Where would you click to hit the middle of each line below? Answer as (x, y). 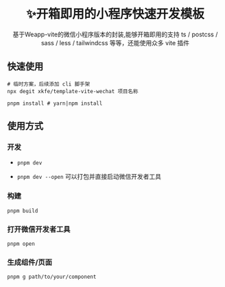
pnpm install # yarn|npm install (55, 103)
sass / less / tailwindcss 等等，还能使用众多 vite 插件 (115, 42)
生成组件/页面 (30, 262)
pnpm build (23, 211)
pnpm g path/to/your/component (52, 277)
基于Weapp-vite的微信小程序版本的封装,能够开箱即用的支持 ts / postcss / (115, 34)
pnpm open (21, 244)
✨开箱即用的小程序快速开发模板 (115, 14)
